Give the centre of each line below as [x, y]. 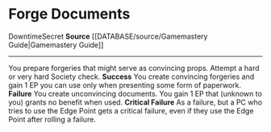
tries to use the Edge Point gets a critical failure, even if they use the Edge [131, 110]
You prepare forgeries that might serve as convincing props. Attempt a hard [134, 68]
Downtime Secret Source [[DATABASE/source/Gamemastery [108, 36]
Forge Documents [69, 14]
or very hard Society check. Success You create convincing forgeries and [131, 76]
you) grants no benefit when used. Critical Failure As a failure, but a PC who [135, 102]
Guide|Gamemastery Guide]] [56, 44]
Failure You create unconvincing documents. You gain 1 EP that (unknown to [135, 93]
